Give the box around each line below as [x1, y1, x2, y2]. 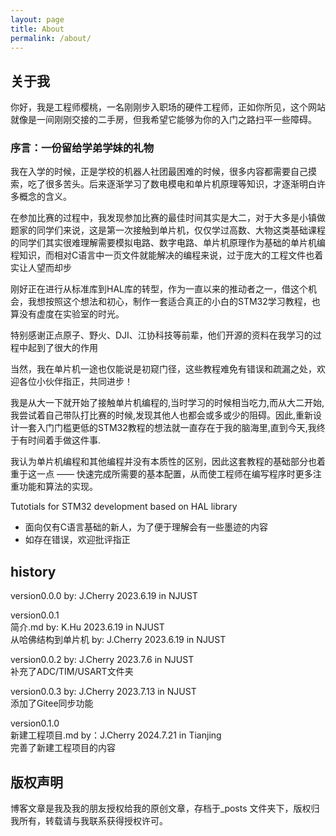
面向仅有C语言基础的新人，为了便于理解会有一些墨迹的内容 [24, 521, 269, 533]
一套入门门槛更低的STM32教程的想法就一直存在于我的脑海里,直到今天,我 [18, 422, 317, 434]
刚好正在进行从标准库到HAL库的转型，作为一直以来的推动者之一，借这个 [10, 283, 308, 295]
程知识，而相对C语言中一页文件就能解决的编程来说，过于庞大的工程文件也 [10, 249, 315, 261]
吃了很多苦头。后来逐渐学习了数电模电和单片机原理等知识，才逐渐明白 [27, 178, 317, 190]
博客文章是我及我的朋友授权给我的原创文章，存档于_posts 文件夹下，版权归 [10, 802, 320, 815]
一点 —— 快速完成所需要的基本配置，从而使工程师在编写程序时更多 [36, 468, 313, 480]
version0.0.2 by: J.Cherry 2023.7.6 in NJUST [10, 654, 195, 666]
